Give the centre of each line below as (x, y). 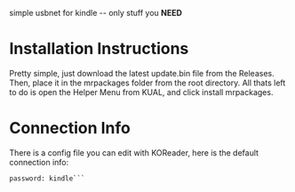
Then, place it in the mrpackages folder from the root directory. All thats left (147, 83)
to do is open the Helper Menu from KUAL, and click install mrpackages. (141, 92)
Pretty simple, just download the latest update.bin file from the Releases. (142, 73)
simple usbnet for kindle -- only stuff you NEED (96, 13)
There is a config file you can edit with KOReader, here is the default (134, 152)
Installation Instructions (99, 49)
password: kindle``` (48, 178)
